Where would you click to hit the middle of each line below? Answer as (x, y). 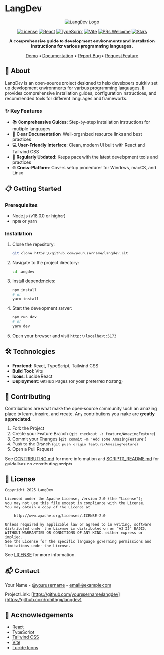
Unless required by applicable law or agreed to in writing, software (78, 525)
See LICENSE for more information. (40, 555)
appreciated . (18, 419)
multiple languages (31, 129)
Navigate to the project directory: (45, 262)
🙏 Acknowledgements (39, 615)
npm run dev (24, 317)
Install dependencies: (34, 281)
